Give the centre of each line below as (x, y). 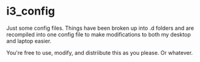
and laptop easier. (29, 41)
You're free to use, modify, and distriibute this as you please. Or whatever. (100, 52)
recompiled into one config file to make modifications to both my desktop (99, 34)
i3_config (31, 11)
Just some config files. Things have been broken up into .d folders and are (100, 28)
